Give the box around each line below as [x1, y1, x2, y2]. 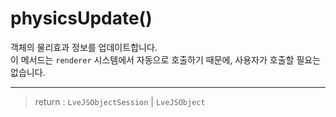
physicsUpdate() [10, 7, 153, 30]
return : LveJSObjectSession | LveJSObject [34, 95, 206, 107]
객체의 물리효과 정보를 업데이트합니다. [10, 41, 158, 53]
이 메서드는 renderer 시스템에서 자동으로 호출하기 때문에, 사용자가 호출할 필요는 [10, 53, 322, 66]
